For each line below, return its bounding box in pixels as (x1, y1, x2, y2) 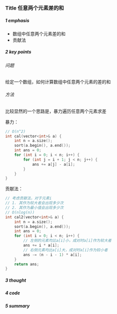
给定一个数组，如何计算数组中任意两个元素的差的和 (5, 79, 111, 85)
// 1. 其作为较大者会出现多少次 (5, 201, 64, 206)
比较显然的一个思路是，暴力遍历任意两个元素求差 (5, 108, 106, 114)
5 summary (5, 302, 30, 309)
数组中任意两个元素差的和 (12, 30, 66, 36)
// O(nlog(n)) (5, 210, 35, 215)
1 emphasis (5, 17, 30, 23)
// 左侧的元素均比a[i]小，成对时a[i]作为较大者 (23, 238, 112, 243)
